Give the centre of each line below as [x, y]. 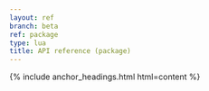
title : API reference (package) [70, 51]
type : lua [28, 43]
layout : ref [32, 18]
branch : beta [34, 26]
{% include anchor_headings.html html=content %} [105, 77]
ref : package [34, 34]
